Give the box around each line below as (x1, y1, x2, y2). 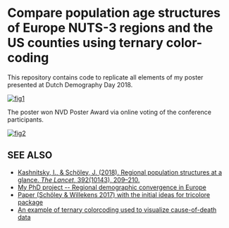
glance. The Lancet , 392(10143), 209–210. (17, 175, 140, 184)
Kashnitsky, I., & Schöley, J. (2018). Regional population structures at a (17, 167, 222, 177)
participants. (7, 115, 44, 124)
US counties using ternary (7, 35, 163, 51)
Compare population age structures (7, 5, 221, 21)
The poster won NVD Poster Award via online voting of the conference (7, 108, 212, 116)
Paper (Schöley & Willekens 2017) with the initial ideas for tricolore (17, 190, 211, 198)
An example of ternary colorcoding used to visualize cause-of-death (17, 205, 217, 214)
